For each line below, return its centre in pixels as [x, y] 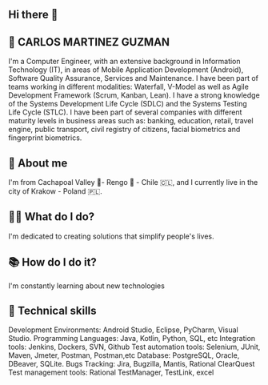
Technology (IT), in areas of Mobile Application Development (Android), [126, 70]
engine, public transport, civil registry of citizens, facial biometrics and [124, 130]
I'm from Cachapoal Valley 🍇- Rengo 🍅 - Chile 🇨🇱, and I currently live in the [133, 182]
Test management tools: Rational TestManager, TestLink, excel [111, 372]
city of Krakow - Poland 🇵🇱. [55, 191]
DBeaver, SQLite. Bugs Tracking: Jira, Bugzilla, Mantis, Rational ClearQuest [132, 364]
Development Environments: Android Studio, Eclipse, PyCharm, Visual [123, 330]
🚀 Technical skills [53, 311]
